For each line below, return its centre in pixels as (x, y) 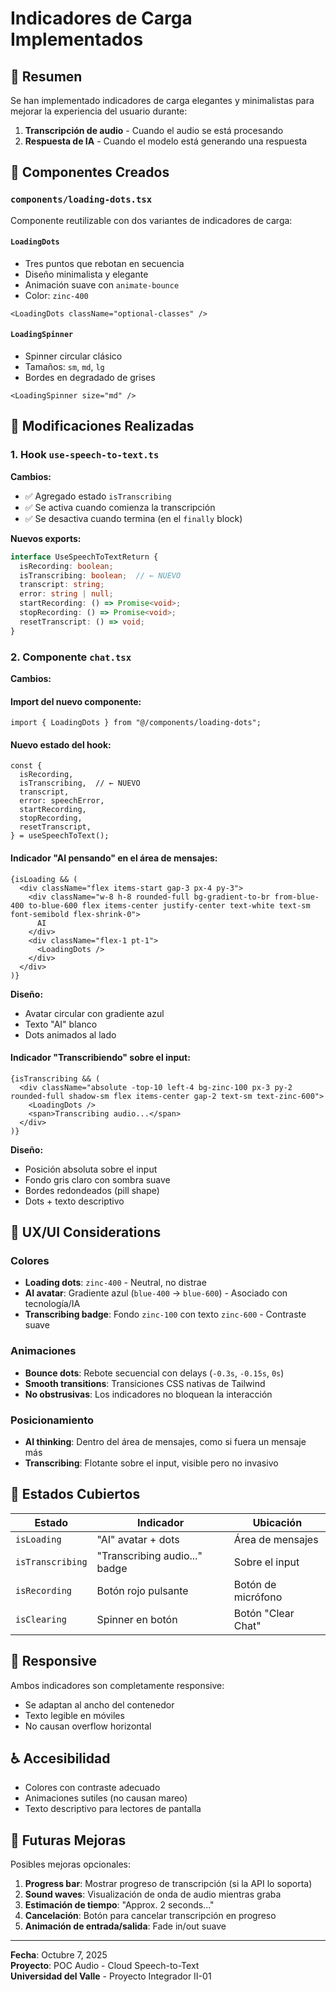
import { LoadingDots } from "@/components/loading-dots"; (136, 723)
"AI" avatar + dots (138, 1539)
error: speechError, (62, 801)
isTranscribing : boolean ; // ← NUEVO (100, 575)
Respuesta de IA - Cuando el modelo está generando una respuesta (166, 141)
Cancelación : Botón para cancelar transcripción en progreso (150, 1916)
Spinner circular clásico (73, 356)
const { (26, 766)
